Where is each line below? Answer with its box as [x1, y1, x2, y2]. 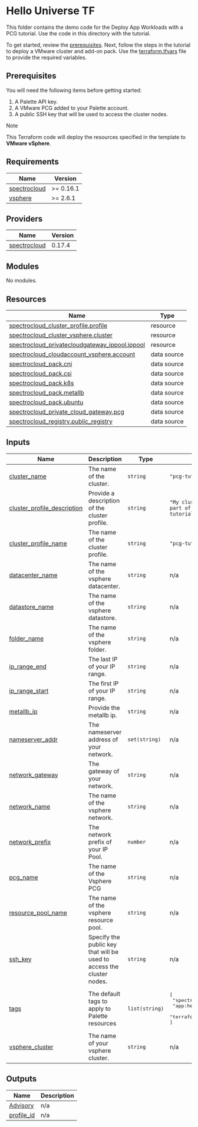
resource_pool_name [9, 908, 68, 916]
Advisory [9, 1101, 34, 1109]
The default [88, 990, 121, 998]
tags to [88, 997, 108, 1005]
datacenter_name [9, 571, 58, 579]
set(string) [127, 736, 161, 742]
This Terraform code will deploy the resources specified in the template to [6, 133, 186, 140]
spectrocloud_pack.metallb [9, 389, 84, 396]
